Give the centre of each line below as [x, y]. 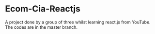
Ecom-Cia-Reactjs [43, 9]
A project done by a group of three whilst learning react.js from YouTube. [78, 22]
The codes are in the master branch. [41, 27]
